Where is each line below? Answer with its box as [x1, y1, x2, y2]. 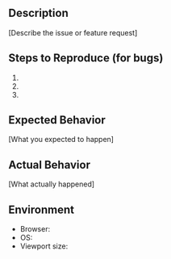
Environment [8, 203, 75, 216]
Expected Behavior [8, 113, 106, 127]
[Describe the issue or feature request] [8, 27, 138, 37]
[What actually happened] [8, 179, 95, 189]
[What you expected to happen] [8, 135, 115, 144]
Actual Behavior [8, 157, 91, 172]
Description [8, 6, 69, 20]
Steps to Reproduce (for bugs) [8, 52, 164, 65]
